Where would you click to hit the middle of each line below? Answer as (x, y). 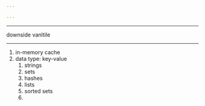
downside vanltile (28, 35)
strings (33, 65)
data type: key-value (41, 58)
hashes (33, 78)
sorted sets (38, 91)
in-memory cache (38, 52)
